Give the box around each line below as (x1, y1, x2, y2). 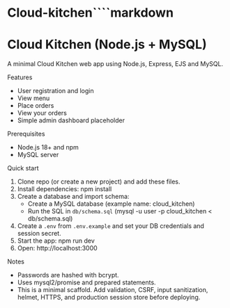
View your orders (17, 109, 68, 117)
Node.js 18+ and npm (17, 143, 79, 152)
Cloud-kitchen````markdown (7, 5, 174, 21)
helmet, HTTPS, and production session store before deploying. (17, 293, 201, 302)
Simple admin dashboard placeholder (17, 116, 125, 124)
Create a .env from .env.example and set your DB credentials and (17, 222, 204, 230)
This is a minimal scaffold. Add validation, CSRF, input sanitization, (17, 286, 208, 294)
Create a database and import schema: (17, 193, 130, 201)
